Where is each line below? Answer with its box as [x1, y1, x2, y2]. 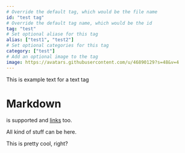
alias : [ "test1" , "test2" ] [6, 37, 74, 43]
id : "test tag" [6, 14, 45, 20]
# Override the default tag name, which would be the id [6, 20, 152, 26]
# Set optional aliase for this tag [6, 31, 98, 37]
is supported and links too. [6, 117, 72, 124]
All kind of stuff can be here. [6, 128, 77, 136]
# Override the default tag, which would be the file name [6, 8, 158, 15]
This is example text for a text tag [6, 76, 89, 83]
